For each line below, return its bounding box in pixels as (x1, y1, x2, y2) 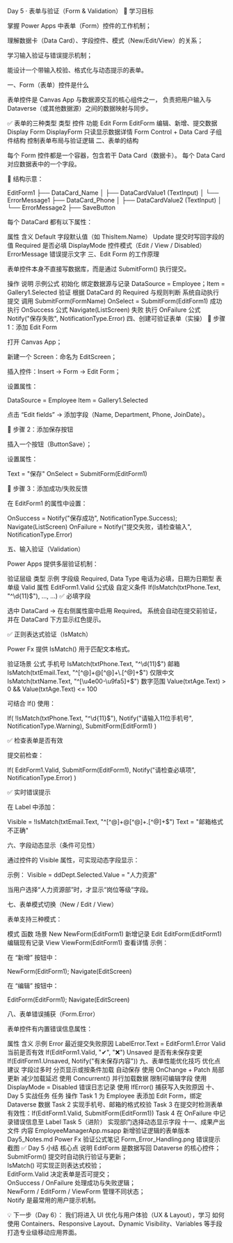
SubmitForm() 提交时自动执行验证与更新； (7, 1153, 128, 1161)
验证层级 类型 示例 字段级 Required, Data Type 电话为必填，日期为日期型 (7, 574, 214, 583)
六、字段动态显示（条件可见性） (7, 841, 99, 849)
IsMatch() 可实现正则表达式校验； (7, 1162, 104, 1169)
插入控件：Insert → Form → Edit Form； (7, 367, 121, 375)
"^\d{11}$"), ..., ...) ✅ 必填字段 (7, 592, 91, 600)
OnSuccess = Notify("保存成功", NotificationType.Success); (7, 514, 177, 522)
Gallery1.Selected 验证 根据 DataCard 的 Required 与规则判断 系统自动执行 (7, 288, 219, 296)
